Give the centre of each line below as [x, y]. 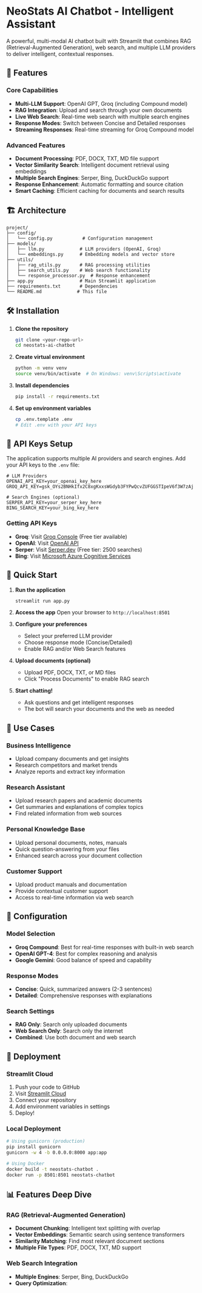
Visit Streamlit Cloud [41, 1094]
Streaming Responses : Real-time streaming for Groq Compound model [104, 130]
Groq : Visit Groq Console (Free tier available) [71, 536]
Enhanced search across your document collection [79, 855]
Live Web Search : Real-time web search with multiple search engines [102, 116]
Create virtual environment [50, 357]
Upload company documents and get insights [72, 759]
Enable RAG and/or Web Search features [75, 649]
